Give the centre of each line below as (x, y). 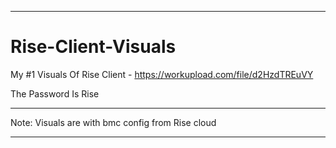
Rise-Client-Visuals (93, 47)
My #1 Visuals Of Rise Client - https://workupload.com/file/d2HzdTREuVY (162, 74)
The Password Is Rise (55, 93)
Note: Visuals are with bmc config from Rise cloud (113, 122)
